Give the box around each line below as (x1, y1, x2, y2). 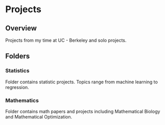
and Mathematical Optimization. (5, 113, 73, 120)
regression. (5, 84, 29, 90)
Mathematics (5, 97, 39, 104)
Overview (5, 24, 37, 33)
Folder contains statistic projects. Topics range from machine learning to (5, 79, 158, 85)
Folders (5, 52, 30, 60)
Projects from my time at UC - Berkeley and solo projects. (5, 37, 127, 43)
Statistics (5, 67, 30, 74)
